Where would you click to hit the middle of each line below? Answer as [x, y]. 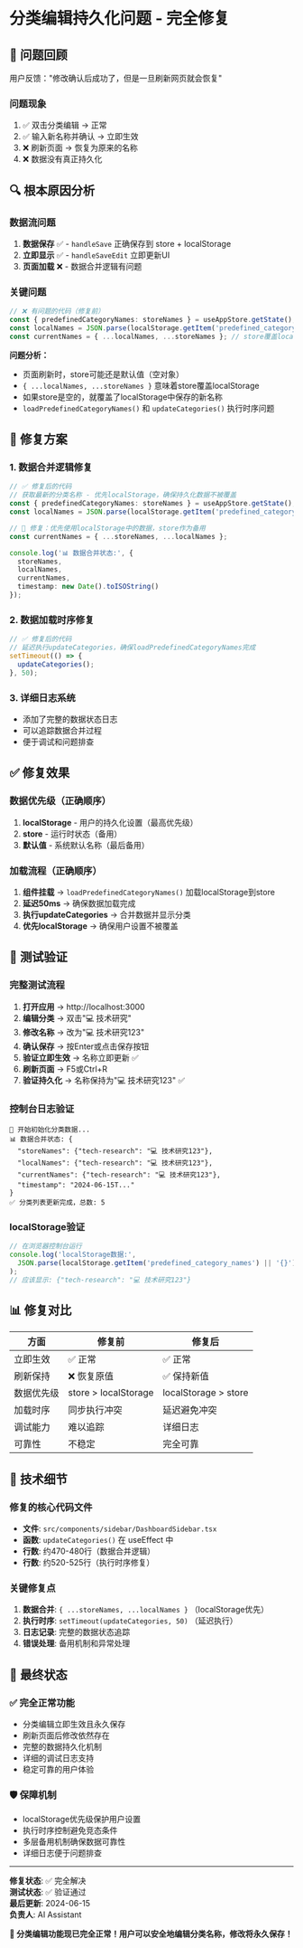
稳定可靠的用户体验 [58, 1770]
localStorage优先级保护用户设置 [82, 1820]
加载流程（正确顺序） [55, 871]
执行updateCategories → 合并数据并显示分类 [106, 914]
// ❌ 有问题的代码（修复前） [57, 312]
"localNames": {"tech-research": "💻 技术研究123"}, [115, 1163]
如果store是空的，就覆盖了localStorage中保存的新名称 [123, 397]
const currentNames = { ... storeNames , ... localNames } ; [119, 536]
